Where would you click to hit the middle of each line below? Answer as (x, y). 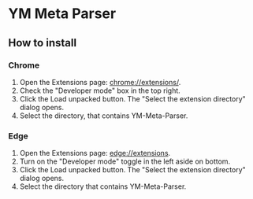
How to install (43, 43)
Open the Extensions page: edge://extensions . (95, 153)
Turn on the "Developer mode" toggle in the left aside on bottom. (125, 161)
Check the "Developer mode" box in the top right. (100, 90)
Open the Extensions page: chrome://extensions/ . (100, 82)
